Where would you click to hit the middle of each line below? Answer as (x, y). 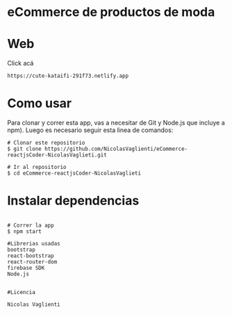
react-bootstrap (31, 256)
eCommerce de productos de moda (111, 12)
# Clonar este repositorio (46, 143)
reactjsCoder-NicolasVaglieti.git (57, 155)
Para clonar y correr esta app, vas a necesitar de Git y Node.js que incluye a (116, 123)
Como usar (40, 103)
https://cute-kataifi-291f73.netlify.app (68, 76)
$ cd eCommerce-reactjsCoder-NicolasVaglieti (74, 173)
